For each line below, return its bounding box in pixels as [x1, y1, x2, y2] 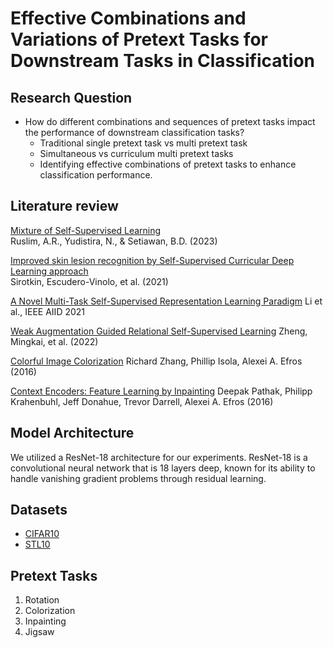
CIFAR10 [24, 528, 60, 540]
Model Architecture [10, 425, 135, 442]
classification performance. [39, 169, 153, 181]
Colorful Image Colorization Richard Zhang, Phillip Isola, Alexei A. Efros [10, 355, 303, 367]
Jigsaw [24, 626, 55, 638]
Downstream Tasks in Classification [10, 50, 315, 72]
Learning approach [10, 265, 89, 277]
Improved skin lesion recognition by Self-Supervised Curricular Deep [10, 254, 295, 266]
